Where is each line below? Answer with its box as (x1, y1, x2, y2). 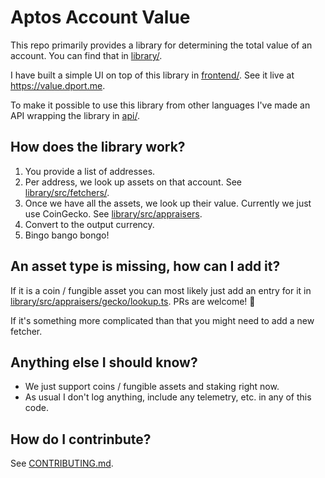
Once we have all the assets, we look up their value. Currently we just (24, 197, 312, 209)
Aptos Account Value (10, 6, 191, 29)
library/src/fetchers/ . (24, 186, 110, 198)
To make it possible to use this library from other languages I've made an (10, 99, 311, 111)
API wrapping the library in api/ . (10, 109, 140, 121)
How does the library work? (10, 139, 186, 156)
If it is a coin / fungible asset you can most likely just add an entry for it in (10, 284, 312, 296)
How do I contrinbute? (10, 431, 152, 448)
